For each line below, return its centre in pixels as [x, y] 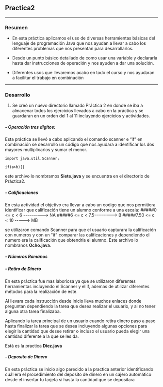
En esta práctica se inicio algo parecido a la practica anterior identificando [79, 369]
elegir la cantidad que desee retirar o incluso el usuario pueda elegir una [77, 331]
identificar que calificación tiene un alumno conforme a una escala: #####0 [81, 210]
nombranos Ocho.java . [28, 245]
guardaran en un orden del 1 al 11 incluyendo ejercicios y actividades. [81, 116]
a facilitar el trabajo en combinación [48, 78]
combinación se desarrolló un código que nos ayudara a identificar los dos [80, 145]
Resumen [16, 27]
